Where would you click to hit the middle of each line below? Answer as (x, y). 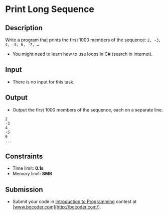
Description (24, 28)
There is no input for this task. (43, 82)
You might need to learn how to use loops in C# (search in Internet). (82, 54)
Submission (24, 189)
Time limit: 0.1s (28, 168)
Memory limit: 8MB (32, 174)
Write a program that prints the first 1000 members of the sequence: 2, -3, (83, 40)
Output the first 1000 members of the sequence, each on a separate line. (88, 110)
